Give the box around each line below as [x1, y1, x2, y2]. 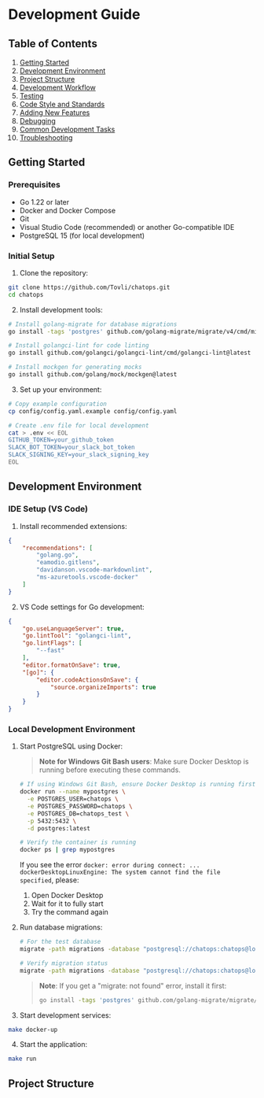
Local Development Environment [8, 723, 136, 734]
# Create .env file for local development [8, 421, 149, 430]
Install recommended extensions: [19, 521, 127, 531]
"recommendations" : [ [22, 544, 93, 552]
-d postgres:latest [27, 824, 90, 832]
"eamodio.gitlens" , [36, 559, 101, 567]
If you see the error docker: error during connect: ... [19, 860, 200, 870]
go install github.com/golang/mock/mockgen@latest [8, 371, 178, 379]
